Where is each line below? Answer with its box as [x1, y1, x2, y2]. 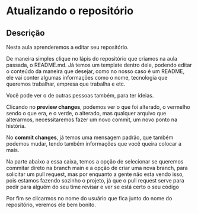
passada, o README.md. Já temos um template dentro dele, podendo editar [6, 61, 193, 68]
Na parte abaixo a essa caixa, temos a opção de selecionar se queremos [6, 158, 184, 165]
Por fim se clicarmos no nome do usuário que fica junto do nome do [6, 195, 173, 202]
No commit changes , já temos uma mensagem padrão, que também [6, 134, 174, 141]
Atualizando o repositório [6, 4, 134, 18]
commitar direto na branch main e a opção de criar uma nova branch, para [6, 165, 188, 171]
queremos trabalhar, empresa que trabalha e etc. [6, 80, 126, 87]
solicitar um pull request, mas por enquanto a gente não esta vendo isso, [6, 171, 184, 178]
